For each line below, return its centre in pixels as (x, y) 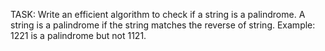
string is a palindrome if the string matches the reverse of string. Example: (163, 25)
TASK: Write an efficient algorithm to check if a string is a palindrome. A (158, 14)
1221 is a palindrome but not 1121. (78, 35)
